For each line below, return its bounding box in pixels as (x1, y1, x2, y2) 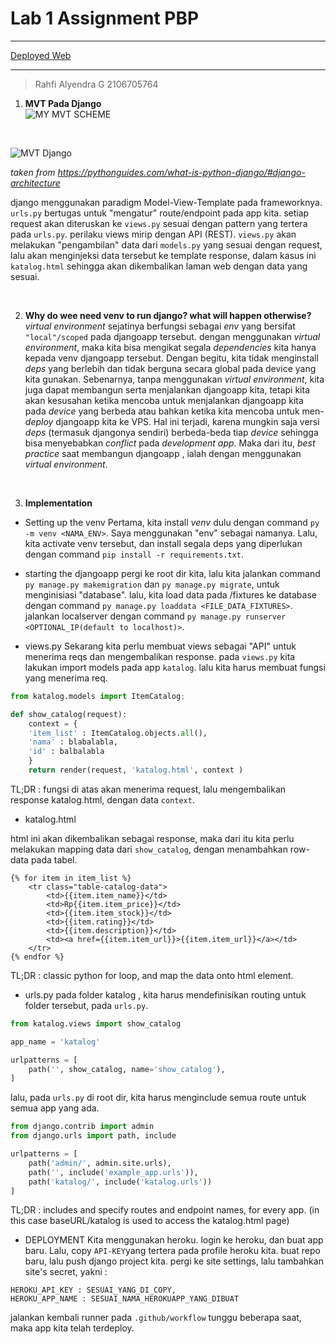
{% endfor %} (10, 952, 65, 962)
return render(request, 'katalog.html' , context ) (28, 765, 244, 776)
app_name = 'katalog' (10, 1037, 101, 1047)
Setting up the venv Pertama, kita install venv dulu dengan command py (24, 516, 320, 528)
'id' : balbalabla (28, 747, 105, 757)
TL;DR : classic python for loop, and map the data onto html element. (10, 969, 294, 981)
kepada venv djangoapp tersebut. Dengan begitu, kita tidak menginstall (24, 352, 319, 364)
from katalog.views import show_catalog (10, 1018, 182, 1029)
